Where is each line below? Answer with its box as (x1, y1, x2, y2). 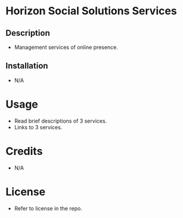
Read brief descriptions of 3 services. (14, 117, 107, 124)
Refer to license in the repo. (14, 204, 83, 212)
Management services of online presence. (14, 43, 119, 51)
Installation (5, 61, 48, 71)
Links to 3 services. (14, 123, 63, 130)
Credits (5, 144, 43, 158)
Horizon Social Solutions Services (5, 4, 177, 18)
